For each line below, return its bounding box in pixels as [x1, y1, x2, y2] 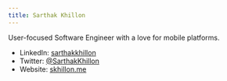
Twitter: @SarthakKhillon [19, 56, 100, 65]
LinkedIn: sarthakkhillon [19, 48, 96, 57]
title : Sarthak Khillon [8, 11, 86, 19]
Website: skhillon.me [19, 64, 87, 74]
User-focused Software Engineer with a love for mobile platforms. [8, 33, 220, 42]
